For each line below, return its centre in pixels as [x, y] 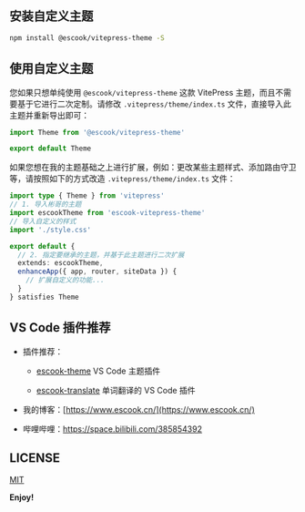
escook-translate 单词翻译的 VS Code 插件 [116, 390]
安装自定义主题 [51, 16]
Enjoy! [22, 497]
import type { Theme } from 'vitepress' [87, 196]
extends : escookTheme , [61, 263]
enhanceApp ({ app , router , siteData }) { [97, 271]
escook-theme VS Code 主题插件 [98, 371]
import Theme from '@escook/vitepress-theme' [97, 132]
